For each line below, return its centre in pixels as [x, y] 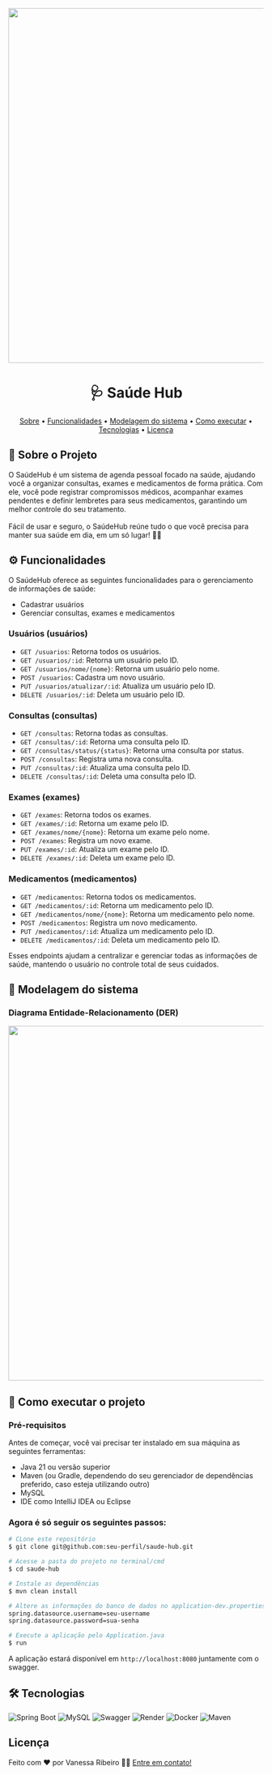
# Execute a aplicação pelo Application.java [86, 1636]
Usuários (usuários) [48, 634]
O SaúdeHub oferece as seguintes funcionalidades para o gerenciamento [131, 580]
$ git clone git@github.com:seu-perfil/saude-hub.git [101, 1547]
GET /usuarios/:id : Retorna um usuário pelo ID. [99, 660]
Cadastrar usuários [52, 604]
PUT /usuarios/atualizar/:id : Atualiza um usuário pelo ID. [118, 686]
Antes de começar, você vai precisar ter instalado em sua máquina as [124, 1443]
